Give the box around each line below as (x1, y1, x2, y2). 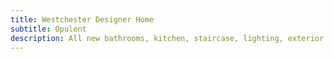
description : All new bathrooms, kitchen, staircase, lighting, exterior (10, 33, 325, 43)
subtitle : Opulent (10, 24, 87, 34)
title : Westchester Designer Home (10, 14, 155, 25)
